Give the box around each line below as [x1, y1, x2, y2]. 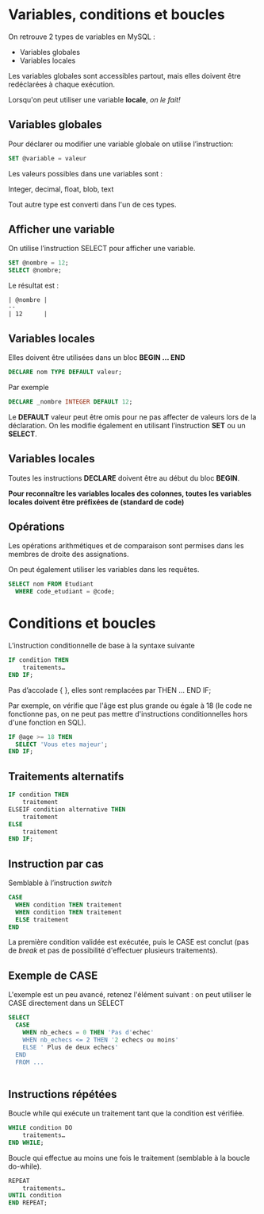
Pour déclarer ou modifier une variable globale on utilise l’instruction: [8, 139, 234, 149]
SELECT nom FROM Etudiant [8, 580, 94, 589]
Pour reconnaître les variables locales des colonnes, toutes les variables [8, 489, 252, 498]
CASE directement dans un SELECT [8, 999, 124, 1008]
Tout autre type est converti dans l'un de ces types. [8, 199, 177, 209]
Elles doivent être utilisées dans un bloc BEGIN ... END [8, 353, 186, 362]
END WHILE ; [8, 1139, 44, 1146]
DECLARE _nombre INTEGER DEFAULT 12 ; [8, 397, 133, 406]
